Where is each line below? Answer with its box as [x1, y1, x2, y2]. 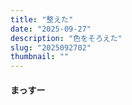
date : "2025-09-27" [10, 24, 92, 34]
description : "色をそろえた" [10, 33, 123, 43]
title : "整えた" [10, 14, 74, 25]
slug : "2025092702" [10, 42, 92, 53]
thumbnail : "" [10, 52, 70, 62]
